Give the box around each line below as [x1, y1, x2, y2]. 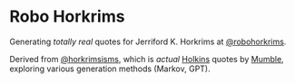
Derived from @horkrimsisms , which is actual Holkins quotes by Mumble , [9, 53, 284, 64]
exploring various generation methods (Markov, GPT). [9, 63, 211, 74]
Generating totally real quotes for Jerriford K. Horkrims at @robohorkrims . [9, 36, 287, 47]
